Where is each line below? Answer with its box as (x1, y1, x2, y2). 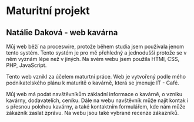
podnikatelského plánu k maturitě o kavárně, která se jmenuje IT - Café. (6, 79, 179, 86)
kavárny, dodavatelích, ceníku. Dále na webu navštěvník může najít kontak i (6, 97, 189, 104)
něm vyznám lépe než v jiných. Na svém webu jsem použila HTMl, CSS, (6, 56, 180, 62)
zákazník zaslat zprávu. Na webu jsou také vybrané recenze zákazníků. (6, 110, 179, 116)
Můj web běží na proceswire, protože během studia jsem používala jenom (6, 43, 184, 50)
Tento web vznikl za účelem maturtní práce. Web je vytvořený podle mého (6, 73, 186, 80)
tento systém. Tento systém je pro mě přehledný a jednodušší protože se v (6, 49, 187, 56)
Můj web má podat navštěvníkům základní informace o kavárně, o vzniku (6, 91, 183, 97)
